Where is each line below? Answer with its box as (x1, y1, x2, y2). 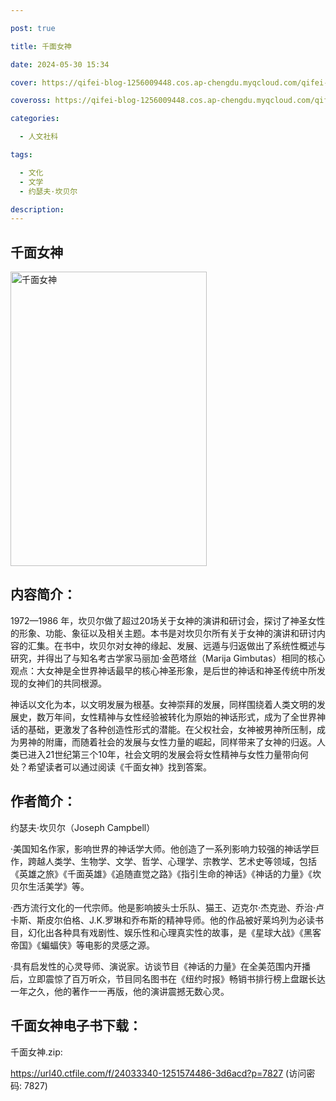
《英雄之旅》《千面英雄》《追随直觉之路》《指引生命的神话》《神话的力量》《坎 (10, 867, 322, 880)
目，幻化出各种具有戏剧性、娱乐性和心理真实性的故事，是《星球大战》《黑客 (10, 926, 322, 938)
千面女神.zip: (10, 1046, 63, 1058)
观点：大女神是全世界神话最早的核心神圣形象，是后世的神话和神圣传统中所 (10, 664, 317, 676)
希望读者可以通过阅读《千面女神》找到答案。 (27, 761, 212, 773)
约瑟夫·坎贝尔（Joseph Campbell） (10, 821, 156, 833)
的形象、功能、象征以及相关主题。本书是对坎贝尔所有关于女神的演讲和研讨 (10, 627, 317, 639)
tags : (10, 150, 33, 160)
